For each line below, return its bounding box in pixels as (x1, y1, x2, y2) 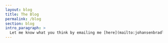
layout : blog (5, 7, 32, 12)
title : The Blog (5, 12, 39, 17)
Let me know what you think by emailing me (9, 30, 101, 35)
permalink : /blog (5, 16, 41, 21)
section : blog (5, 21, 35, 26)
